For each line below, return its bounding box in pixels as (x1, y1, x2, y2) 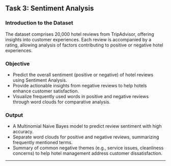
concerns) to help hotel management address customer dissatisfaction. (12, 150, 163, 156)
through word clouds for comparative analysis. (12, 99, 111, 105)
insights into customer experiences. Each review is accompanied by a (5, 36, 152, 42)
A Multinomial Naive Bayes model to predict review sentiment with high (12, 123, 162, 129)
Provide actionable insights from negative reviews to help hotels (12, 82, 147, 88)
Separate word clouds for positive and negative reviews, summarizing (12, 134, 159, 140)
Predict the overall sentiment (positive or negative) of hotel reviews (12, 72, 154, 78)
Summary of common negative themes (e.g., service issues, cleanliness (12, 145, 164, 151)
